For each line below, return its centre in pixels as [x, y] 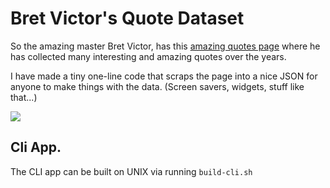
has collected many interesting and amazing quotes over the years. [148, 56]
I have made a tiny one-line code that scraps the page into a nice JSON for [164, 76]
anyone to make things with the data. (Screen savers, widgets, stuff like [157, 86]
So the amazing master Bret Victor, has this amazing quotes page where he [165, 46]
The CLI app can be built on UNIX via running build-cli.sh [131, 171]
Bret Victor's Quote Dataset [127, 18]
